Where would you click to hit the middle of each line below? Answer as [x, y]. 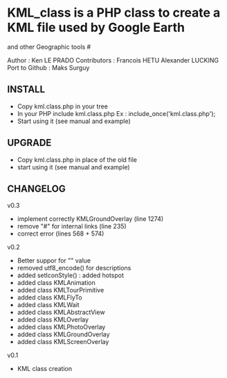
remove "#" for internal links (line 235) [72, 227]
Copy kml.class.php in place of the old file [77, 159]
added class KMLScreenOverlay [63, 342]
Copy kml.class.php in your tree [63, 106]
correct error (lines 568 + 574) [61, 233]
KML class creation [45, 369]
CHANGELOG [36, 189]
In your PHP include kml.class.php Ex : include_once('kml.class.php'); [116, 113]
